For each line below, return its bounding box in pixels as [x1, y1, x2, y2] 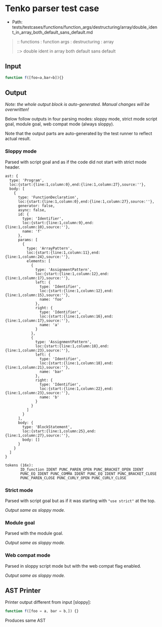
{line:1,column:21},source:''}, [5, 365, 70, 370]
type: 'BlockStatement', [22, 424, 73, 429]
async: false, [17, 208, 47, 212]
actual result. [5, 136, 31, 141]
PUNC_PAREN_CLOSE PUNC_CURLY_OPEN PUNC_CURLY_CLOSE [20, 475, 127, 480]
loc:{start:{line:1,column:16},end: [39, 314, 114, 319]
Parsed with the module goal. [5, 530, 64, 536]
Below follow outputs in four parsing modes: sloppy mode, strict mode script [5, 116, 158, 122]
